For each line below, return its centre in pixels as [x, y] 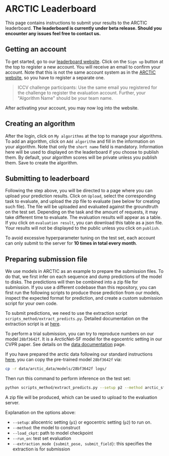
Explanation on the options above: [40, 412]
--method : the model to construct [46, 427]
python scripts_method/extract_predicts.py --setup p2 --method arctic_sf [85, 388]
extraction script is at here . [33, 324]
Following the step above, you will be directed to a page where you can [79, 191]
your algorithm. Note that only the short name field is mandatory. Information [84, 146]
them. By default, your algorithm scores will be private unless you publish [81, 157]
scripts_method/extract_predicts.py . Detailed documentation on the [77, 319]
